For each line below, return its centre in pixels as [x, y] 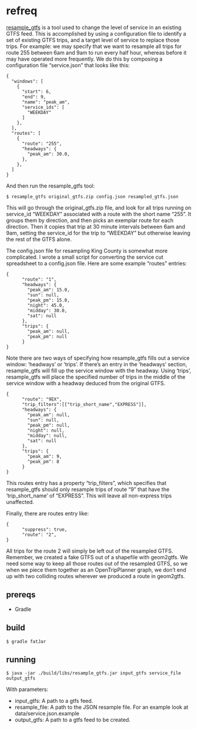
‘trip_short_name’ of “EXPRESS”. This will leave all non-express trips [89, 495]
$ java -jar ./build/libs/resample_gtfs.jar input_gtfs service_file [94, 673]
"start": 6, [36, 91]
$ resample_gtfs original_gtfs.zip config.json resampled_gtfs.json [92, 196]
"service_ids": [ [43, 107]
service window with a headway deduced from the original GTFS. [86, 383]
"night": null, [46, 430]
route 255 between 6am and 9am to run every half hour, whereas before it [96, 52]
